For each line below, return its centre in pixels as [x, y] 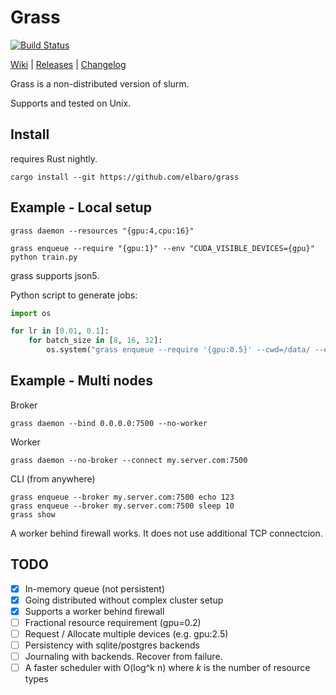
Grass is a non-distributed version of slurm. [100, 83]
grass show [33, 514]
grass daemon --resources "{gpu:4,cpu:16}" [102, 231]
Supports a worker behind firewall [94, 611]
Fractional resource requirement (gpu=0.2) [113, 622]
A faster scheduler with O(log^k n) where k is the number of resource [167, 668]
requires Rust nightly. [54, 158]
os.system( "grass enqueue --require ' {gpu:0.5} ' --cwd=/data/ [178, 350]
